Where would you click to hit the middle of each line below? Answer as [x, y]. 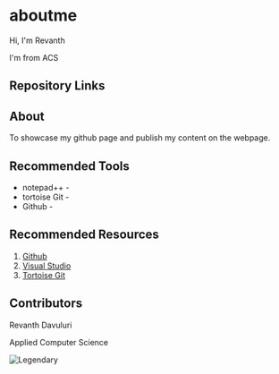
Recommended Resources [84, 235]
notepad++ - [46, 187]
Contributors [46, 304]
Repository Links [57, 86]
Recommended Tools [69, 166]
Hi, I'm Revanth [37, 40]
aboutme [43, 16]
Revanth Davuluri [41, 325]
